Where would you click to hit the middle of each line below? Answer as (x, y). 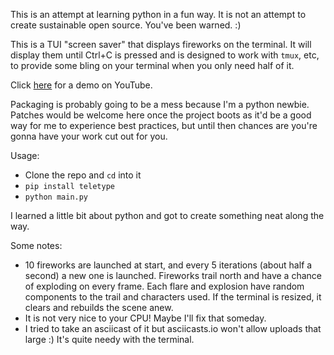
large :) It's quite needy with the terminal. (109, 339)
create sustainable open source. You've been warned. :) (126, 25)
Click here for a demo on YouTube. (81, 85)
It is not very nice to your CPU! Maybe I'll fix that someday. (145, 318)
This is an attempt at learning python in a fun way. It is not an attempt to (158, 14)
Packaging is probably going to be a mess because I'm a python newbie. (160, 104)
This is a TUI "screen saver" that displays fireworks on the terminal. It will (161, 44)
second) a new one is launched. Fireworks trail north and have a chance (173, 275)
